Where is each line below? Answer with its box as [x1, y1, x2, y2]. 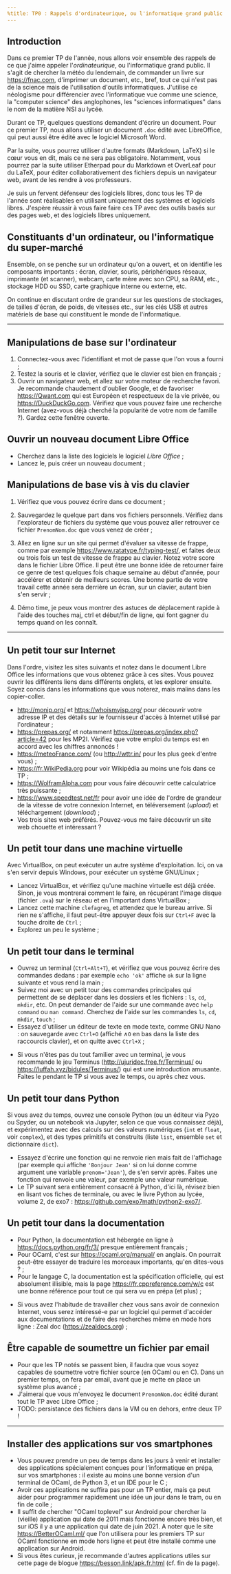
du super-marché [7, 242, 84, 254]
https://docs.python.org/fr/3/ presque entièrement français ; [16, 1242, 188, 1251]
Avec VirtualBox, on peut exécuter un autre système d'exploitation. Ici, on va [7, 861, 223, 869]
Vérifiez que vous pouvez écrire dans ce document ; [16, 497, 166, 505]
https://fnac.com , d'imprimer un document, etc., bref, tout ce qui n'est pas [7, 76, 218, 84]
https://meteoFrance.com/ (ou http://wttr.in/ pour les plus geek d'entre [16, 749, 217, 758]
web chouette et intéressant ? [16, 823, 102, 831]
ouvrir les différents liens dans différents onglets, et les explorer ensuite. [7, 677, 212, 686]
